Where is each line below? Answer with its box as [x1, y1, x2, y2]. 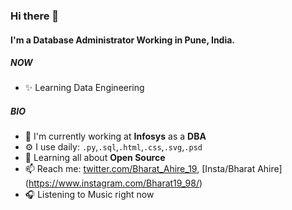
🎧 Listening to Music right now [24, 189, 155, 201]
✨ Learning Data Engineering [24, 82, 145, 94]
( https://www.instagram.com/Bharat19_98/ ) [24, 177, 203, 189]
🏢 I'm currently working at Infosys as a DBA [24, 130, 207, 143]
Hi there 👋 [10, 9, 60, 23]
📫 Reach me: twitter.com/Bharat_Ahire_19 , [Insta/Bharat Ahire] [24, 163, 283, 175]
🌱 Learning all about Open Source [24, 152, 166, 164]
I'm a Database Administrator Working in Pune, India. [10, 34, 236, 46]
